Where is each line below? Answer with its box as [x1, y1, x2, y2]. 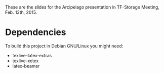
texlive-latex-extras [12, 52, 52, 58]
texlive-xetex [12, 58, 39, 64]
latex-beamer [12, 63, 40, 69]
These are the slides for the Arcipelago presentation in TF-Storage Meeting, [5, 4, 160, 10]
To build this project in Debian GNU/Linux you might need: [5, 43, 123, 49]
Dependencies [5, 27, 66, 38]
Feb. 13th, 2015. [5, 9, 37, 15]
